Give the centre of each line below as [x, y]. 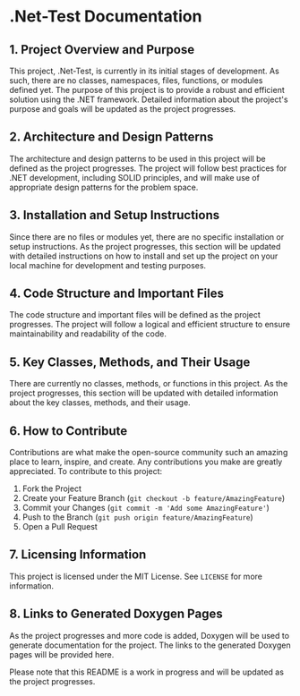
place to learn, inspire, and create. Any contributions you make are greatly [146, 462]
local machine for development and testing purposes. [108, 265]
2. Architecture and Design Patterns [111, 137]
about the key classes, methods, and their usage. [100, 403]
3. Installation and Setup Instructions [115, 215]
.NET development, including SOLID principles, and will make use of [134, 177]
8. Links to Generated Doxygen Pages [116, 614]
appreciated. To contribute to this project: [86, 471]
